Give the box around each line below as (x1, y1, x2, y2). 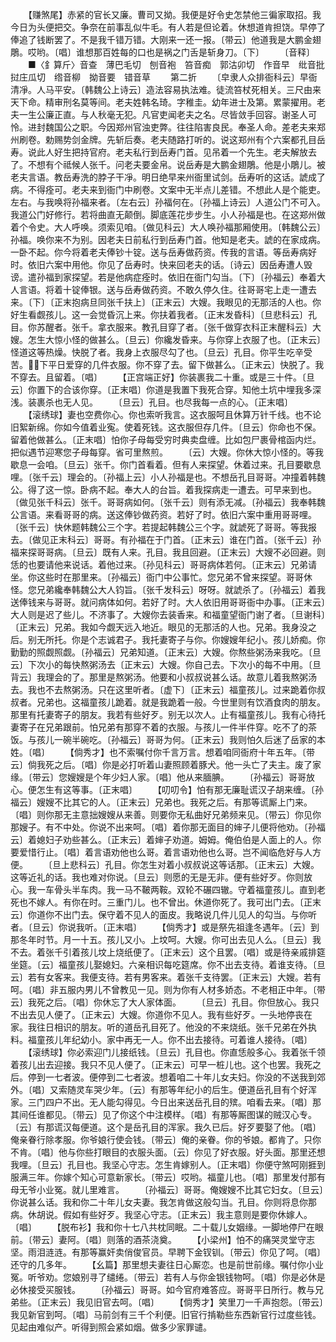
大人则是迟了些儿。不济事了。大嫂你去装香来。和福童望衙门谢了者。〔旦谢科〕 (10, 609, 326, 620)
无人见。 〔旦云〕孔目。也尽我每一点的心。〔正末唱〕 (62, 396, 293, 408)
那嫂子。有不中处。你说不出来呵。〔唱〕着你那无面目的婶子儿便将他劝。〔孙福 (10, 821, 326, 833)
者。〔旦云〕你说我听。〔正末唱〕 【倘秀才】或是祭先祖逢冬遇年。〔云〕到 (10, 921, 320, 933)
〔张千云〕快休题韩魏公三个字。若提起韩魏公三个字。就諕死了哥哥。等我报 (10, 521, 317, 533)
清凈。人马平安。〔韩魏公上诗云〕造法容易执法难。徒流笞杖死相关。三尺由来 (10, 84, 322, 95)
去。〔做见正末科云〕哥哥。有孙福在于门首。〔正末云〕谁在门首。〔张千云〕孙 (10, 534, 322, 545)
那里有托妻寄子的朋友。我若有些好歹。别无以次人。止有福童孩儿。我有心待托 (10, 709, 326, 720)
